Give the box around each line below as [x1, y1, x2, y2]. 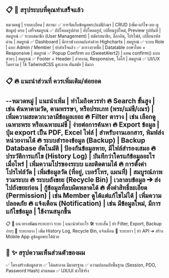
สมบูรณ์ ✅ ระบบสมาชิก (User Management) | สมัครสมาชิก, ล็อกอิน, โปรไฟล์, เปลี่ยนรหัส [6, 33, 160, 39]
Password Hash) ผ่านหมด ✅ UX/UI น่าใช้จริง [6, 267, 90, 273]
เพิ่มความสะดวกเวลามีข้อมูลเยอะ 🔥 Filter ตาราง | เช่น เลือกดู [6, 112, 156, 121]
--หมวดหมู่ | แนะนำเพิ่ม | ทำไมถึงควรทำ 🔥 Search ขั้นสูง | [6, 96, 155, 105]
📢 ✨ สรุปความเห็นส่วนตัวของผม [6, 248, 85, 257]
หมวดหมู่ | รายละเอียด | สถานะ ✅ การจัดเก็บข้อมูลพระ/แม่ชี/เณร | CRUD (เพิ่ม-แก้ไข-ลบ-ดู [6, 21, 159, 28]
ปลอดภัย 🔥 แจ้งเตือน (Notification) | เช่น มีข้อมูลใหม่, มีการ [6, 199, 161, 207]
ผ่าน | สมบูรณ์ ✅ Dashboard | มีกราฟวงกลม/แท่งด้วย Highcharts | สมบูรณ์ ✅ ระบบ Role [6, 38, 164, 44]
